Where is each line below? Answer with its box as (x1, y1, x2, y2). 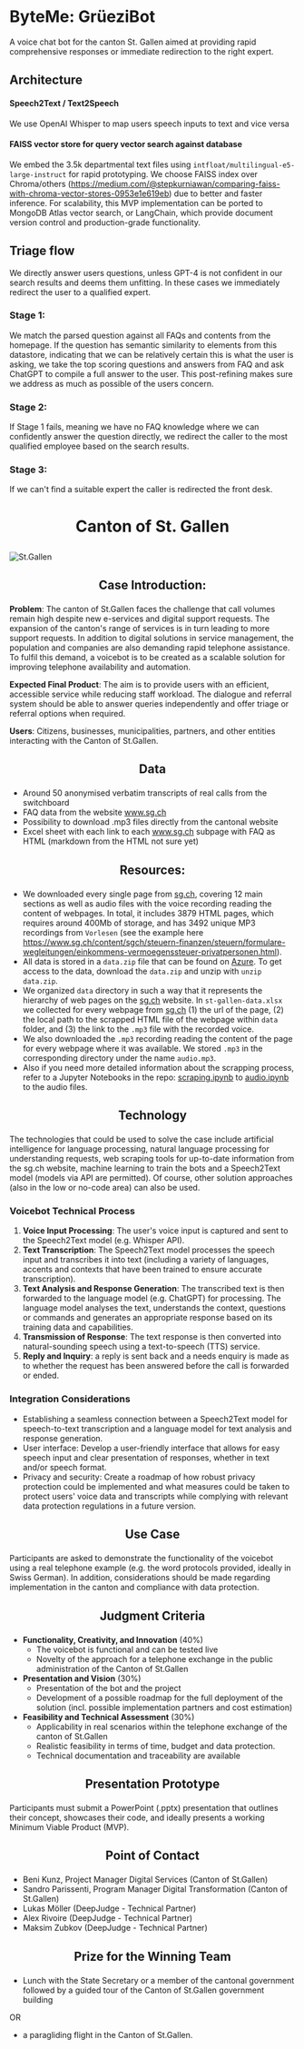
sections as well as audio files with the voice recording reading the (22, 897, 272, 909)
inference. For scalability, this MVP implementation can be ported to (9, 197, 263, 208)
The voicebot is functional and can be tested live (35, 1644, 219, 1655)
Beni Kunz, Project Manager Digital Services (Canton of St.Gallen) (22, 1874, 269, 1886)
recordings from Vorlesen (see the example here (22, 926, 204, 937)
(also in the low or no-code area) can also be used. (9, 1183, 201, 1193)
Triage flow (9, 243, 75, 259)
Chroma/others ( (9, 178, 72, 189)
